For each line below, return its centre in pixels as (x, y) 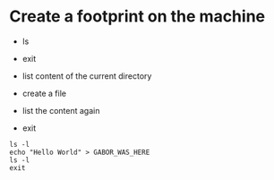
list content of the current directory (87, 76)
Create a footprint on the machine (137, 17)
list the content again (61, 110)
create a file (44, 93)
